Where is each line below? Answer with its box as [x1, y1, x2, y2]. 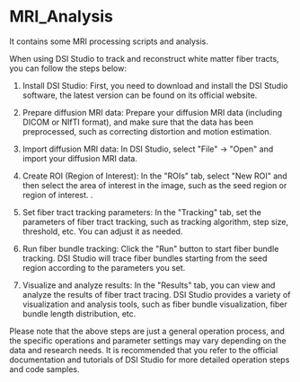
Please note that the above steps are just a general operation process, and [9, 326, 285, 336]
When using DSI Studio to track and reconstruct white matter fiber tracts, [9, 53, 280, 64]
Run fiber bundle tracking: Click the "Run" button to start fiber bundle [22, 243, 279, 254]
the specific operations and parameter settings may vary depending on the [9, 334, 287, 346]
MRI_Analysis [9, 6, 114, 27]
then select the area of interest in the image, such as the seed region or [22, 179, 287, 190]
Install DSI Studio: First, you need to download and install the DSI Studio [22, 80, 288, 91]
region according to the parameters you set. [22, 262, 186, 273]
